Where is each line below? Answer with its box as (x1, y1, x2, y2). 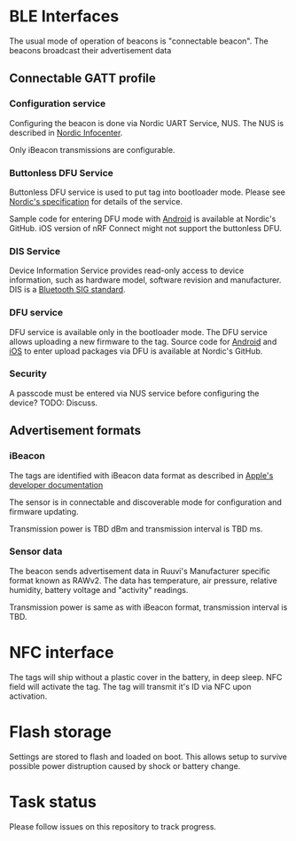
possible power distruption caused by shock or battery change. (9, 760, 241, 771)
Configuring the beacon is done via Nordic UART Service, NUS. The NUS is (9, 117, 284, 128)
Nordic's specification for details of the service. (9, 196, 183, 206)
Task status (9, 791, 97, 812)
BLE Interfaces (9, 6, 120, 27)
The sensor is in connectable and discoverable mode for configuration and (9, 496, 282, 508)
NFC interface (9, 642, 114, 662)
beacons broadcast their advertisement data (9, 44, 172, 55)
